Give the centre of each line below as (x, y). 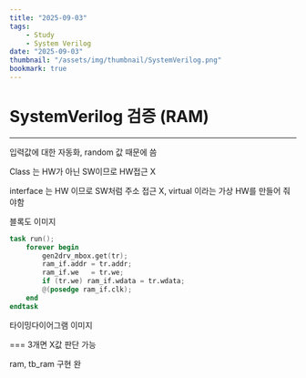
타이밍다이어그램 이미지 (51, 325)
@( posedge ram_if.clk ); (87, 290)
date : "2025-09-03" (46, 52)
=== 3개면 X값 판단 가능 (53, 344)
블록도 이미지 (33, 221)
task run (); (32, 239)
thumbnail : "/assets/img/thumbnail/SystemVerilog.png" (116, 60)
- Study (40, 35)
